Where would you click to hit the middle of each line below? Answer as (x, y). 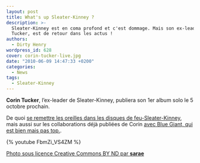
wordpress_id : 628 (29, 50)
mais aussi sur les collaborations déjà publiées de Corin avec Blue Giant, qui (100, 124)
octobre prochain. (28, 106)
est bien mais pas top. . (34, 130)
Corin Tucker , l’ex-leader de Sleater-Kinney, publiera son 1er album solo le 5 (100, 100)
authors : (17, 39)
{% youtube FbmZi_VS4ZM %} (44, 142)
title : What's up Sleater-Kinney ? (50, 17)
